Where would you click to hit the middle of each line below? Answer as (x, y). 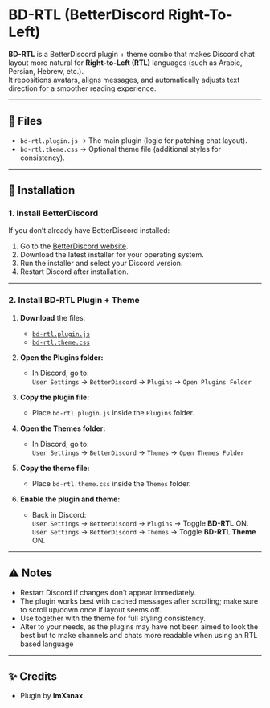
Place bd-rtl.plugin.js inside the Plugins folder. (113, 412)
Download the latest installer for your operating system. (112, 255)
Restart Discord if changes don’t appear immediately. (108, 592)
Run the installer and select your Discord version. (101, 264)
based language (47, 644)
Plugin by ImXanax (51, 696)
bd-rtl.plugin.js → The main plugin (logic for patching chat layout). (133, 140)
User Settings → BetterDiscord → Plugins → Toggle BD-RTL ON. (140, 523)
